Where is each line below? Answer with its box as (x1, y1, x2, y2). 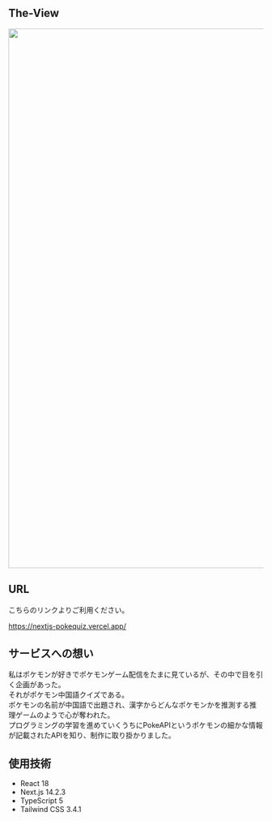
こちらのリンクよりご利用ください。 (8, 604, 130, 615)
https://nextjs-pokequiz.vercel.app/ (8, 621, 127, 631)
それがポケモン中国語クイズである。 (8, 690, 130, 700)
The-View (8, 6, 59, 20)
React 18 (19, 779, 49, 789)
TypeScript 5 (19, 796, 63, 806)
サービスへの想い (8, 647, 94, 660)
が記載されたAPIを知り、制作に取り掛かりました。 (8, 730, 176, 741)
